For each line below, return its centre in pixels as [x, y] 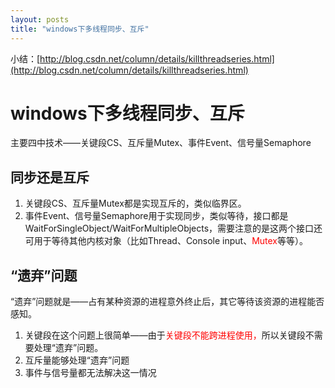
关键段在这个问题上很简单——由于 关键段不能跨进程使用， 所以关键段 [165, 335]
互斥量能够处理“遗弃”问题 [77, 360]
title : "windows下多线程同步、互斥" [80, 29]
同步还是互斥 [50, 177]
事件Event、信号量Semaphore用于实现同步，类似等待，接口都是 [156, 216]
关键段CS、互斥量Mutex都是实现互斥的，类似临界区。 [135, 203]
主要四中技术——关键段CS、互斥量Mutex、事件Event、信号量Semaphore [161, 143]
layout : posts [40, 19]
